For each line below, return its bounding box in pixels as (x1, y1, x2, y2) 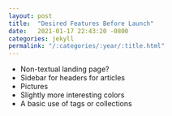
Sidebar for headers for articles (19, 73, 126, 83)
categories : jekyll (8, 34, 75, 43)
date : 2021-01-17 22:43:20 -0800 (8, 27, 129, 35)
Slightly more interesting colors (19, 90, 125, 100)
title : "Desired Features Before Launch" (8, 19, 154, 28)
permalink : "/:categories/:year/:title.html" (8, 42, 165, 50)
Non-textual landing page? (19, 64, 110, 74)
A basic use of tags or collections (19, 99, 132, 109)
